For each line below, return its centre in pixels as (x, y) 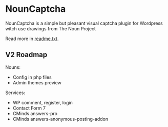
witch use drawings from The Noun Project (51, 28)
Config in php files (32, 77)
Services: (15, 93)
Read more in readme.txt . (32, 39)
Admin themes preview (37, 82)
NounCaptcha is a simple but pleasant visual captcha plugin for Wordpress (84, 23)
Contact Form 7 (29, 108)
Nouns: (13, 67)
